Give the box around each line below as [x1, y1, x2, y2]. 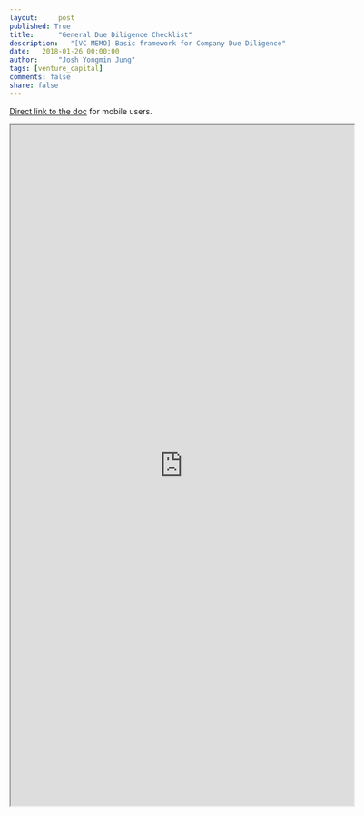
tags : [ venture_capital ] [9, 64, 103, 74]
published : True [9, 22, 71, 31]
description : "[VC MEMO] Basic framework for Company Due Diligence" [9, 38, 286, 48]
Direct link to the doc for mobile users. [9, 105, 152, 116]
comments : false [9, 73, 71, 82]
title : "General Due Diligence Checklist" [9, 30, 193, 39]
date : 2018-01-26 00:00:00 [9, 47, 120, 56]
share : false [9, 81, 59, 90]
